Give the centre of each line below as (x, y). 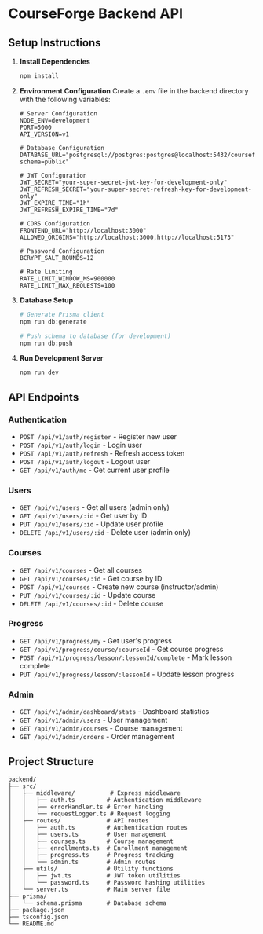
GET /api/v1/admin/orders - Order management (97, 737)
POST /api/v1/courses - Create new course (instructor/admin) (119, 587)
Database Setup (46, 300)
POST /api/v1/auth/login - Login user (81, 445)
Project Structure (51, 762)
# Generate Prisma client (62, 314)
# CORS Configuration (55, 223)
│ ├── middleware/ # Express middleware (94, 793)
